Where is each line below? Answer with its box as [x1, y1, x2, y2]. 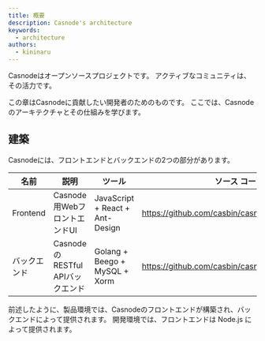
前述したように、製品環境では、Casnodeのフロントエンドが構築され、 [8, 305, 238, 314]
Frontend [12, 207, 46, 218]
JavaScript [94, 193, 135, 204]
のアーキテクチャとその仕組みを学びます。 [8, 107, 146, 117]
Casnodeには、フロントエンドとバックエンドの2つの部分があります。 [8, 155, 235, 164]
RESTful [53, 260, 84, 271]
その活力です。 [8, 81, 57, 90]
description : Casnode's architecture [8, 19, 132, 27]
